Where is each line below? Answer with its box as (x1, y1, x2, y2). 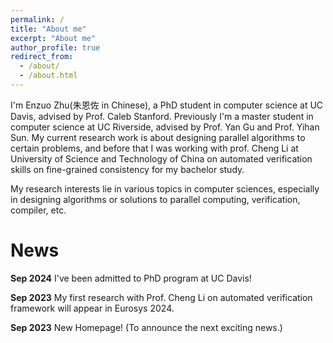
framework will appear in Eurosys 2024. (10, 302, 175, 314)
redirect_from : (10, 52, 74, 62)
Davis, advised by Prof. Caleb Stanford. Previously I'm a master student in (10, 110, 314, 122)
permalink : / (10, 14, 65, 25)
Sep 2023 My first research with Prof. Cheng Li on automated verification (10, 291, 313, 303)
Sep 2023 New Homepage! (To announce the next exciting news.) (10, 321, 283, 333)
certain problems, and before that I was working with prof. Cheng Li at (10, 142, 299, 154)
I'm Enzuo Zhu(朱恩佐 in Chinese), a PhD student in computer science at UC (10, 99, 324, 111)
